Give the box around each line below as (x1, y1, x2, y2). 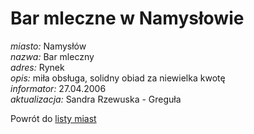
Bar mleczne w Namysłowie (10, 7, 245, 30)
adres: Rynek (10, 61, 65, 73)
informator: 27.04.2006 (10, 82, 107, 94)
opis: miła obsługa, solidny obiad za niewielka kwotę (10, 72, 226, 84)
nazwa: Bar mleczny (10, 50, 95, 62)
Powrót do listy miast (10, 112, 97, 124)
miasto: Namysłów (10, 40, 87, 52)
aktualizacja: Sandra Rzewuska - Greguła (10, 93, 182, 105)
